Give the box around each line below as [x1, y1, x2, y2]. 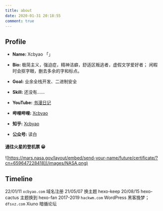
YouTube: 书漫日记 [12, 100, 51, 106]
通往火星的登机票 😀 [5, 143, 46, 149]
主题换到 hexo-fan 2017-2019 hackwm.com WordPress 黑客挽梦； [20, 195, 150, 201]
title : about [5, 8, 32, 13]
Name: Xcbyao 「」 [12, 51, 53, 57]
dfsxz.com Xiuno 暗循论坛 [5, 201, 57, 207]
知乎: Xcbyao [12, 121, 40, 127]
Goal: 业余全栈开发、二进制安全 [12, 78, 77, 84]
